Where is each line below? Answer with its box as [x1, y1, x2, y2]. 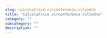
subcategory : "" [5, 21, 38, 26]
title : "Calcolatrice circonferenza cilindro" [5, 12, 103, 17]
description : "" [5, 26, 38, 31]
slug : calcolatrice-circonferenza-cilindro [5, 7, 96, 12]
